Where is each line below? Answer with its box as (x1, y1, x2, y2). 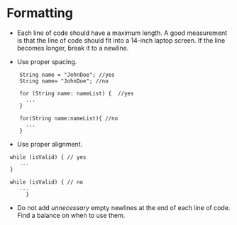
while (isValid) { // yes (9, 153, 87, 161)
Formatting (6, 5, 74, 21)
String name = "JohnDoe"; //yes (19, 71, 115, 78)
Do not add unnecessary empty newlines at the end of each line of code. (16, 203, 231, 211)
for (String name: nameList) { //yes (19, 90, 134, 97)
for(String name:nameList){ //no (19, 115, 118, 122)
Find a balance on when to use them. (16, 211, 126, 219)
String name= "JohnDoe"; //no (19, 77, 109, 85)
